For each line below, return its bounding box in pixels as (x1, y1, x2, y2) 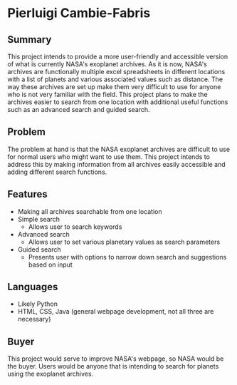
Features (7, 188, 48, 200)
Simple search (17, 215, 60, 223)
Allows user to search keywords (28, 222, 122, 231)
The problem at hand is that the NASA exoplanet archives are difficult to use (7, 145, 230, 153)
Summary (7, 34, 52, 46)
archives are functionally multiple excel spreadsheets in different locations (7, 68, 226, 76)
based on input (28, 260, 73, 269)
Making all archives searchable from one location (17, 207, 162, 215)
